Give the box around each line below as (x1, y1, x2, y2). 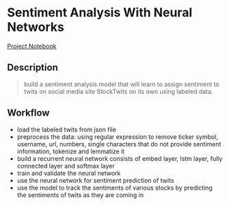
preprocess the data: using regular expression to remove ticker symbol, (16, 132, 219, 141)
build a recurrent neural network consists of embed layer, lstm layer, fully (16, 154, 223, 162)
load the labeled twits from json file (16, 125, 116, 133)
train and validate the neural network (16, 169, 121, 177)
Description (7, 62, 58, 73)
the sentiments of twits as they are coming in (16, 190, 144, 199)
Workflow (7, 107, 50, 119)
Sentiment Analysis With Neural (7, 5, 193, 21)
